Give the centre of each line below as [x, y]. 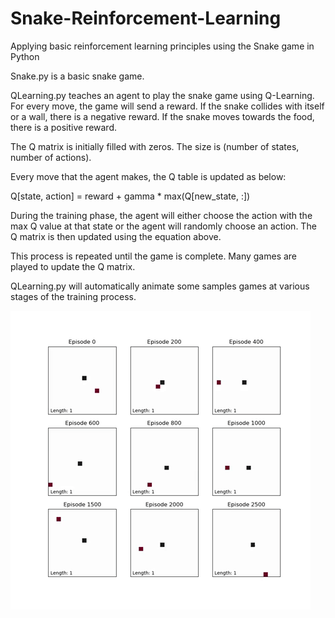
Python [25, 56]
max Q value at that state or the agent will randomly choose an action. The [163, 226]
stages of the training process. [73, 296]
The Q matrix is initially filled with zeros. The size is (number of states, [155, 146]
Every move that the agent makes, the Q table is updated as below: [148, 176]
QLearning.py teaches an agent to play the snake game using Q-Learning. [162, 95]
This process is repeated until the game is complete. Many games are [154, 256]
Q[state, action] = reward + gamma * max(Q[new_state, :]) [130, 196]
